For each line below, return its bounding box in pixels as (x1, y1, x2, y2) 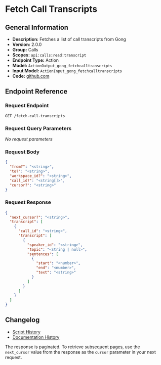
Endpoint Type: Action (12, 57, 59, 63)
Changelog (5, 316, 40, 324)
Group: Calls (12, 47, 39, 52)
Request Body (5, 148, 40, 155)
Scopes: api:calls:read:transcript (12, 52, 86, 58)
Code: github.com (12, 73, 49, 79)
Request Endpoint (5, 102, 49, 109)
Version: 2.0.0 (12, 42, 42, 47)
